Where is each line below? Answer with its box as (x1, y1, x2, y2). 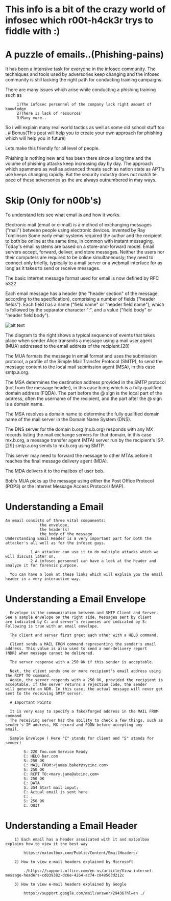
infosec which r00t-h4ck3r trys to (5, 14, 154, 26)
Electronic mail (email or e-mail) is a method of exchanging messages (5, 222, 152, 228)
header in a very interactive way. (5, 576, 81, 581)
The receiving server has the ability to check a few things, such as (10, 718, 163, 723)
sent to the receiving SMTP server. (5, 690, 83, 696)
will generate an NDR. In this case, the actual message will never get (5, 686, 163, 692)
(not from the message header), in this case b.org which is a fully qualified (5, 385, 162, 391)
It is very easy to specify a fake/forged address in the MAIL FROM (10, 708, 159, 714)
